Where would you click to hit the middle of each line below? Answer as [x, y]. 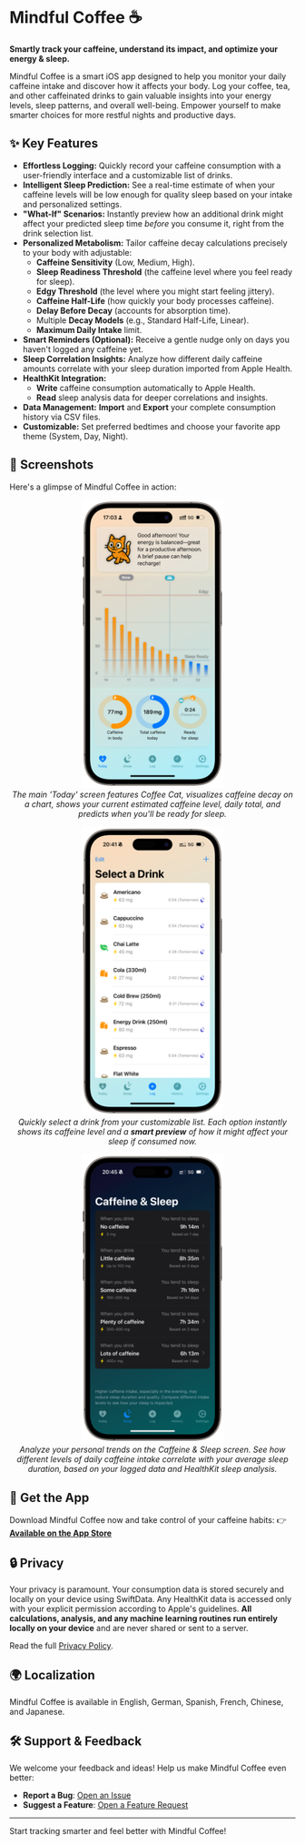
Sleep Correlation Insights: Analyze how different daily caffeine [143, 358]
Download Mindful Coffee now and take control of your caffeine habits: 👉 [148, 1520]
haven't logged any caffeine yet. [83, 349]
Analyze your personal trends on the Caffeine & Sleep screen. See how [152, 1450]
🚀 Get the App [49, 1497]
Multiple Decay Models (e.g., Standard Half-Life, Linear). [143, 320]
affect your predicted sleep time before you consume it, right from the [153, 223]
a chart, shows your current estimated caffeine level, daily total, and [152, 804]
